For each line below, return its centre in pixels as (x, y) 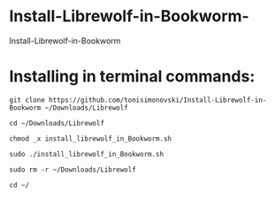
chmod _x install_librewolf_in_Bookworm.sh (91, 139)
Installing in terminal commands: (132, 76)
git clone (27, 100)
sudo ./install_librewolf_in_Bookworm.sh (87, 154)
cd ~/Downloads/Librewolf (57, 123)
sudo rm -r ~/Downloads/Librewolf (73, 170)
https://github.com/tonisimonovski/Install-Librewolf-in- (157, 100)
